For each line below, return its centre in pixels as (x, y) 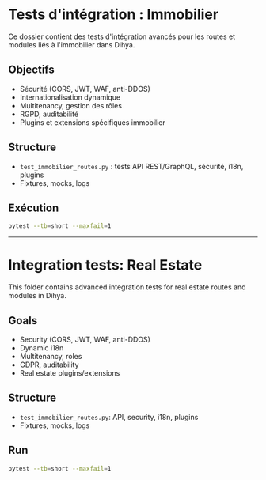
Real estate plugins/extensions (70, 373)
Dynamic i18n (42, 348)
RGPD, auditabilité (49, 114)
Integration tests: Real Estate (105, 265)
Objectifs (32, 70)
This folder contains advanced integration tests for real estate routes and (127, 287)
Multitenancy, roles (51, 356)
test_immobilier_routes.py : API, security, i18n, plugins (109, 417)
